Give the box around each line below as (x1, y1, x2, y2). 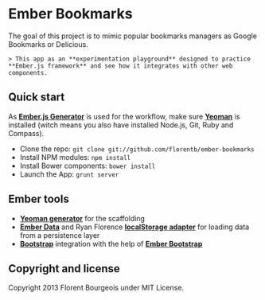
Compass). (8, 128, 45, 138)
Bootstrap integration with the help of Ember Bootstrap (19, 239, 203, 248)
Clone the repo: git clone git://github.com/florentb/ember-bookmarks (19, 144, 255, 154)
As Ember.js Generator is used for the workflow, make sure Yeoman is (8, 111, 240, 121)
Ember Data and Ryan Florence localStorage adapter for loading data (19, 222, 250, 232)
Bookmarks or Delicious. (8, 39, 89, 49)
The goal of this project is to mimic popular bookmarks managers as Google (8, 31, 257, 41)
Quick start (8, 91, 65, 104)
